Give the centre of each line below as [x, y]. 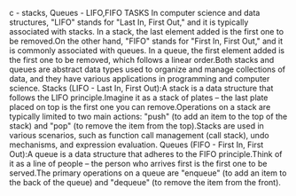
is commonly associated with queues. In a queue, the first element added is [147, 51]
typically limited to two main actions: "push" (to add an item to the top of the [148, 116]
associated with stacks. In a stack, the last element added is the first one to [147, 31]
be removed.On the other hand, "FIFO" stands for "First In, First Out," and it [146, 41]
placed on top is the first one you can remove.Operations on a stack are [140, 107]
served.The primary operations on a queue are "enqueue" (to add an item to [148, 173]
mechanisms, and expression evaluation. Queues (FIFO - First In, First [136, 145]
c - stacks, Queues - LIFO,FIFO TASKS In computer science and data [135, 13]
